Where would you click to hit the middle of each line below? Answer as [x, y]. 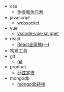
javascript [20, 18]
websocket [28, 23]
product [18, 67]
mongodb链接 [31, 84]
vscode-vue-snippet [38, 33]
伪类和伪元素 [30, 12]
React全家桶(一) [33, 45]
